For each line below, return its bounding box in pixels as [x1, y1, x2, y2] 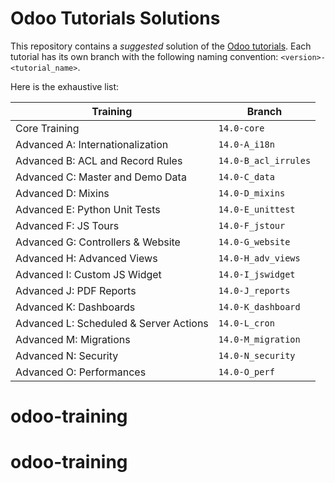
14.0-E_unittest [218, 203, 296, 215]
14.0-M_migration [218, 333, 301, 345]
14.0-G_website [218, 236, 291, 247]
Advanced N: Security [15, 348, 119, 362]
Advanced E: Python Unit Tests [15, 202, 161, 216]
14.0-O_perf [218, 366, 275, 377]
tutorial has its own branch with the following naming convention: [10, 50, 279, 62]
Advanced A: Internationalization [15, 137, 169, 151]
